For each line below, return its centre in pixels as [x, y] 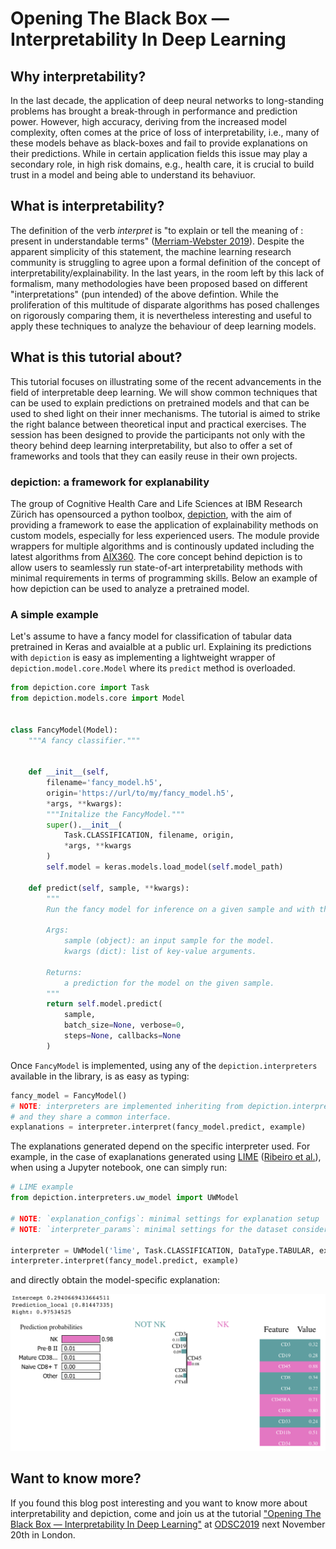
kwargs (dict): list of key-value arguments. [160, 952]
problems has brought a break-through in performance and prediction [154, 111]
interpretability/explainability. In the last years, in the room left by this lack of [167, 273]
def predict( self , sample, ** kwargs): [109, 888]
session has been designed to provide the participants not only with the [158, 434]
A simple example [54, 614]
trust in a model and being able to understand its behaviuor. [133, 175]
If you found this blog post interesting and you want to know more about [159, 1503]
